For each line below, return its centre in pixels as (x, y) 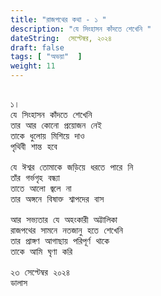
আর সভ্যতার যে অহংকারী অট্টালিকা (64, 219)
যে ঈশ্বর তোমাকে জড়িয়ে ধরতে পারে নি (72, 167)
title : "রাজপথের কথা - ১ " (58, 19)
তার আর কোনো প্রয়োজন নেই (56, 125)
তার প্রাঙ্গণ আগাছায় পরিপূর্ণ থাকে (60, 241)
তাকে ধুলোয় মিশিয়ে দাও (47, 136)
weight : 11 (33, 66)
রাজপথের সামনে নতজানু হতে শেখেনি (67, 230)
